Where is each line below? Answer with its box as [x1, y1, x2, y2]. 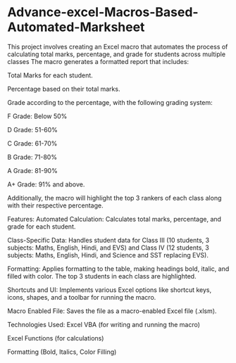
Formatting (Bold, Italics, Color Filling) [7, 348, 117, 356]
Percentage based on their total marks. [7, 84, 120, 93]
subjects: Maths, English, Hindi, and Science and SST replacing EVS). [7, 250, 209, 259]
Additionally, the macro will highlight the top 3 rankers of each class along [7, 193, 222, 202]
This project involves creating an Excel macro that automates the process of [7, 42, 228, 51]
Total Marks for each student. [7, 71, 93, 79]
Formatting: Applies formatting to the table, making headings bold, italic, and [7, 265, 230, 273]
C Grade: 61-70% [7, 139, 58, 148]
